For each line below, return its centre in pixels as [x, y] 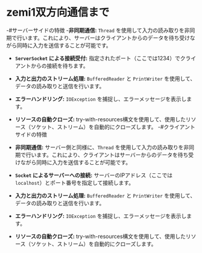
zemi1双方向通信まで [58, 12]
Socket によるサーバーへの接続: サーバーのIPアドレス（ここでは [94, 175]
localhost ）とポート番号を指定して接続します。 [74, 182]
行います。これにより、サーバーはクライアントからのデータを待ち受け [103, 37]
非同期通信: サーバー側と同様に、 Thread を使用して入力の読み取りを [99, 147]
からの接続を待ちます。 [60, 66]
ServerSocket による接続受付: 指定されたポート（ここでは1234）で [98, 58]
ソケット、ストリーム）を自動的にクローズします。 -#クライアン [110, 127]
